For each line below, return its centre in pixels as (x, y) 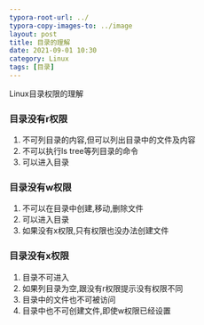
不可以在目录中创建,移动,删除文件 (82, 208)
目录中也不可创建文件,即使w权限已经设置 (96, 310)
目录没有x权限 (39, 256)
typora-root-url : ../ (49, 17)
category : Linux (39, 59)
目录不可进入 (45, 277)
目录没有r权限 (39, 118)
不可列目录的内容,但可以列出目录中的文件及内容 (109, 140)
